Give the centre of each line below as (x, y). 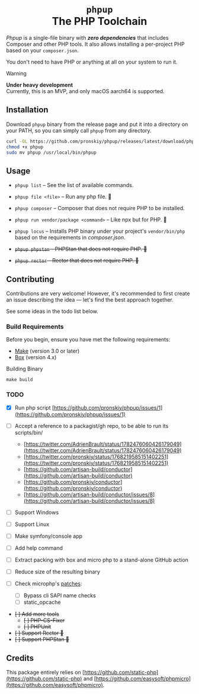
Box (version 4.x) (36, 357)
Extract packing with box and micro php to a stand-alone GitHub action (101, 560)
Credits (20, 658)
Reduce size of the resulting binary (57, 572)
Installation (27, 110)
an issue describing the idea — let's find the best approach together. (90, 300)
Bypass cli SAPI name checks (60, 595)
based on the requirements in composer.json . (70, 237)
